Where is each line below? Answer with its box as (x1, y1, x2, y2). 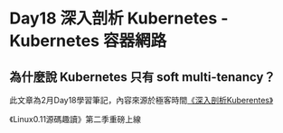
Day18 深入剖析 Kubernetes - (9, 8, 229, 29)
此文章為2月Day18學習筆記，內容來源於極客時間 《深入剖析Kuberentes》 (9, 95, 274, 105)
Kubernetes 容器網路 (9, 31, 167, 51)
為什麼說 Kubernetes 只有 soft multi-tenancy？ (9, 69, 276, 84)
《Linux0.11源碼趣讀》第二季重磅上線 (9, 114, 142, 124)
